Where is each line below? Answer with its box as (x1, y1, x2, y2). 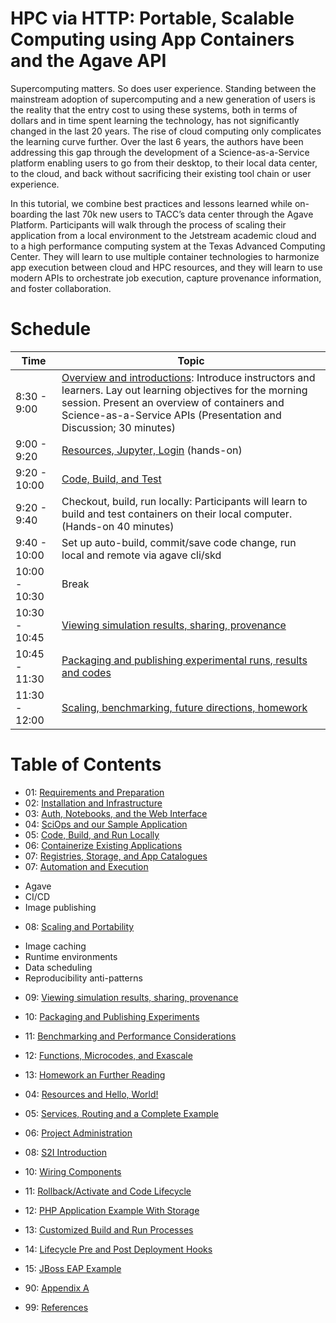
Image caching (24, 940, 87, 952)
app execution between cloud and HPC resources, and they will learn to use (10, 261, 323, 273)
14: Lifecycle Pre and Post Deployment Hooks (24, 1243, 213, 1255)
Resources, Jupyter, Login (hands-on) (61, 443, 243, 457)
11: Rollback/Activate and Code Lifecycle (24, 1185, 192, 1197)
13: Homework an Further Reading (24, 1068, 166, 1081)
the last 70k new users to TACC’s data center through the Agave (49, 208, 314, 220)
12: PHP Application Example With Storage (24, 1204, 200, 1216)
